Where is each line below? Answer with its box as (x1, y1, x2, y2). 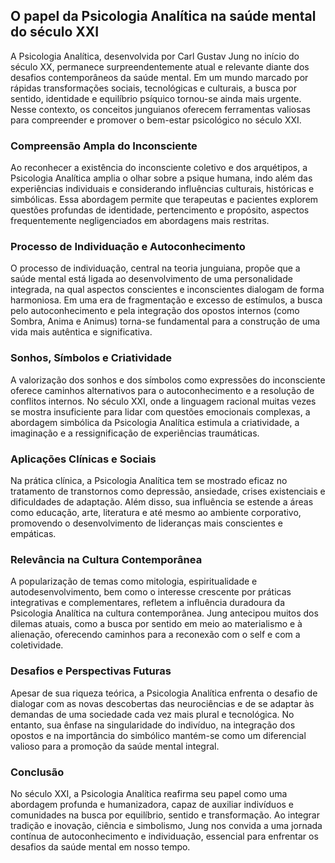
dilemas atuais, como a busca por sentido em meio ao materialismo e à (10, 618, 303, 630)
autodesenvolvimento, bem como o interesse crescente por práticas (10, 586, 292, 598)
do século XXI (10, 24, 100, 41)
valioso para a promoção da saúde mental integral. (10, 740, 220, 752)
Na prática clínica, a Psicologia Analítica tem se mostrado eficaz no (10, 475, 288, 486)
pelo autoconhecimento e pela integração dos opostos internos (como (10, 305, 300, 317)
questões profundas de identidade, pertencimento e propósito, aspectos (10, 204, 310, 216)
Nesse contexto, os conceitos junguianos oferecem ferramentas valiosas (10, 103, 311, 115)
